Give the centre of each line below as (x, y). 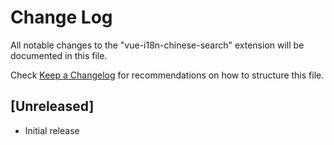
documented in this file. (59, 55)
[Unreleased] (52, 106)
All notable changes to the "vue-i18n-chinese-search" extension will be (157, 45)
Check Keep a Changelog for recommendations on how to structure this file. (167, 75)
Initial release (52, 130)
